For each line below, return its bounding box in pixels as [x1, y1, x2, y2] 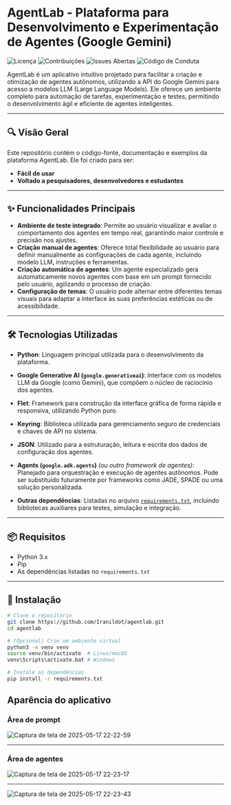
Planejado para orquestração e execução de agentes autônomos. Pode [16, 468, 219, 477]
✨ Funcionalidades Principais [7, 203, 135, 215]
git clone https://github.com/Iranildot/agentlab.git [7, 618, 165, 625]
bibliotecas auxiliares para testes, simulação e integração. [16, 504, 181, 512]
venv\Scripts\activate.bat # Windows [7, 656, 115, 664]
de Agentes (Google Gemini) [7, 34, 172, 50]
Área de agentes [7, 754, 64, 764]
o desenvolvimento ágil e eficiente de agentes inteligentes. [7, 99, 174, 107]
